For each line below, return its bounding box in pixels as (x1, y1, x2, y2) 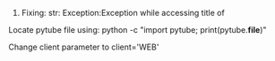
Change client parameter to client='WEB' (8, 42, 159, 52)
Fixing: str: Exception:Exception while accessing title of (21, 8, 225, 18)
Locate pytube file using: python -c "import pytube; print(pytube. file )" (8, 25, 267, 34)
